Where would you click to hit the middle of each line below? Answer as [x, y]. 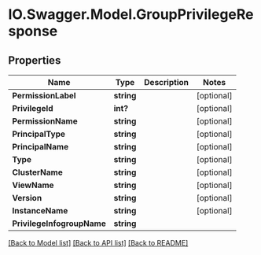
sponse [33, 31]
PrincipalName [40, 147]
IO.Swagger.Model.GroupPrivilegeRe [131, 15]
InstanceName [40, 211]
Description [166, 82]
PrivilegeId [33, 108]
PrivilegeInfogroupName [59, 224]
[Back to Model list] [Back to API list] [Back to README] [98, 243]
